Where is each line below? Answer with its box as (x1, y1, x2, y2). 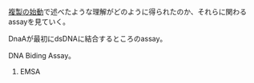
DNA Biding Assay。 (8, 51, 76, 60)
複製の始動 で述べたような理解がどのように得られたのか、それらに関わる (8, 7, 247, 16)
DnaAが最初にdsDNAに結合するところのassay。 (8, 34, 167, 43)
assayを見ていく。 (8, 17, 71, 26)
